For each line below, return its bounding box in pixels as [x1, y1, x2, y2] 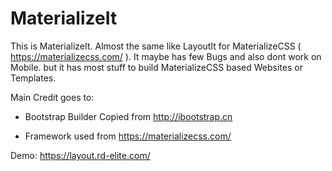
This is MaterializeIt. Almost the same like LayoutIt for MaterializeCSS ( [10, 40, 302, 52]
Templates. [10, 72, 57, 84]
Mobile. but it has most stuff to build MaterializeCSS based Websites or [10, 61, 303, 73]
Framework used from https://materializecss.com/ [24, 130, 232, 142]
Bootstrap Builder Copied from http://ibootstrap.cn [24, 110, 233, 122]
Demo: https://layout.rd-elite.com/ [10, 149, 151, 161]
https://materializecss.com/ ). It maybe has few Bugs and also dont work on [10, 50, 322, 62]
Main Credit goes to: [10, 91, 95, 103]
